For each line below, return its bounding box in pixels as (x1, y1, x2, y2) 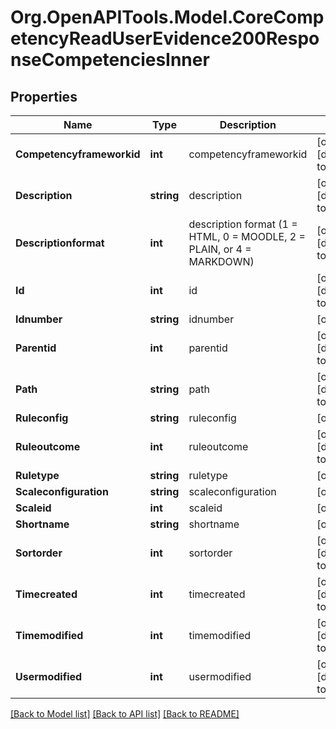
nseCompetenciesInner (10, 49, 210, 71)
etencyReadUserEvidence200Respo (10, 27, 320, 50)
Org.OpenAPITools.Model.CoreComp (10, 6, 325, 29)
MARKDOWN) (188, 255, 255, 268)
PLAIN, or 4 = (188, 242, 252, 256)
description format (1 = (188, 217, 298, 231)
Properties (10, 88, 78, 105)
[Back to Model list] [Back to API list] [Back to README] (10, 708, 240, 720)
